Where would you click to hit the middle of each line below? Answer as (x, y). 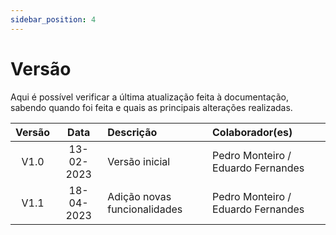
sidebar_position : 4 (53, 19)
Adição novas (139, 196)
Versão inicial (139, 161)
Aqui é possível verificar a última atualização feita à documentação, (149, 97)
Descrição (132, 132)
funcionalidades (145, 209)
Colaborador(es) (252, 132)
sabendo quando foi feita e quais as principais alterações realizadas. (151, 107)
